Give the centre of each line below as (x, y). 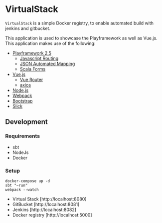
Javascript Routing (39, 58)
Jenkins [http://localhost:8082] (44, 209)
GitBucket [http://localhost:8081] (46, 204)
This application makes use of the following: (50, 43)
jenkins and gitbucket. (28, 28)
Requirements (23, 136)
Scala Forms (33, 69)
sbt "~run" (16, 185)
